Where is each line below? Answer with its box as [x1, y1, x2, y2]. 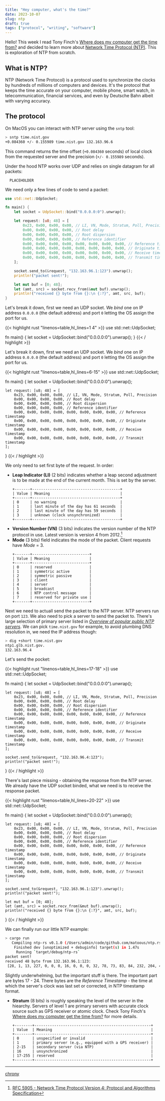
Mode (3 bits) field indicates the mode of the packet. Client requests [12, 537, 151, 543]
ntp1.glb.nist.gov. [5, 643, 45, 648]
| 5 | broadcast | [12, 586, 92, 591]
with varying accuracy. [5, 98, 52, 104]
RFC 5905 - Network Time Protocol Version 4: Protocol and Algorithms [12, 1085, 156, 1091]
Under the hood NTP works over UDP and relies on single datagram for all [5, 163, 155, 169]
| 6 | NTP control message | [12, 590, 92, 596]
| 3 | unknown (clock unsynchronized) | [12, 513, 123, 518]
